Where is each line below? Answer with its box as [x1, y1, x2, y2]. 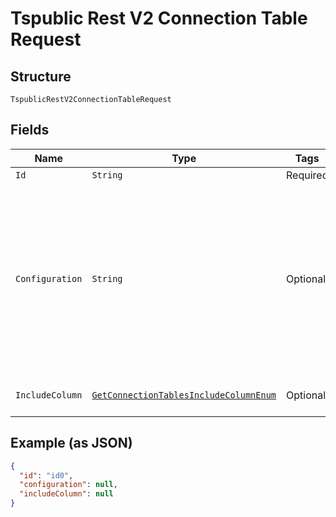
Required [286, 168, 329, 182]
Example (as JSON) [10, 435, 133, 452]
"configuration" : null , [19, 480, 118, 490]
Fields [10, 122, 50, 139]
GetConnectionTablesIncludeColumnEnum [91, 389, 277, 401]
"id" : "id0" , [19, 470, 74, 481]
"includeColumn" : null [19, 489, 114, 499]
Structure [10, 68, 72, 85]
